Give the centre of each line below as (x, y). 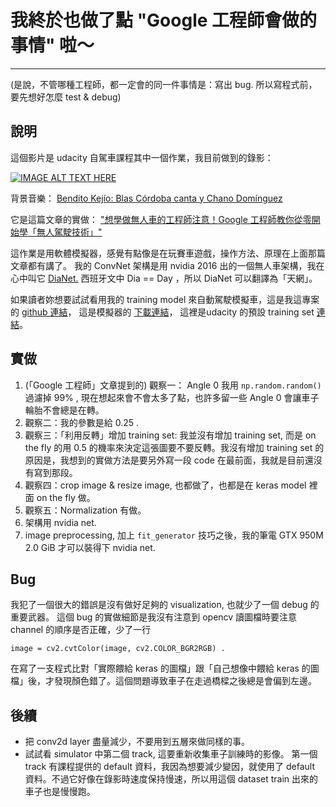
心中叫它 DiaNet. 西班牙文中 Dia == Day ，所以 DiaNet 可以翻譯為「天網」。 (164, 278)
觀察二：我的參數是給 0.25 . (82, 422)
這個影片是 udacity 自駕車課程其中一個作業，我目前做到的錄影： (142, 157)
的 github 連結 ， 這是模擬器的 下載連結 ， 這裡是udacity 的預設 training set (162, 312)
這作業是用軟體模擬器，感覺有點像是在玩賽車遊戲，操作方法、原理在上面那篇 (168, 253)
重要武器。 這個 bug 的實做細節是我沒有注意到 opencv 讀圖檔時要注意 (154, 617)
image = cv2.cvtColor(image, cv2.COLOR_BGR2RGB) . (118, 649)
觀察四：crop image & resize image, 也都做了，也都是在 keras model (165, 485)
